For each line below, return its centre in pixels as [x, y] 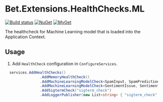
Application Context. [25, 37]
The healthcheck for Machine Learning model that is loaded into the [73, 31]
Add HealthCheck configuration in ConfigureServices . [65, 63]
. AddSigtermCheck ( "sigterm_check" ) [75, 90]
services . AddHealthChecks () [38, 73]
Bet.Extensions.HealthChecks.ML [75, 9]
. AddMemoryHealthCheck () [65, 77]
